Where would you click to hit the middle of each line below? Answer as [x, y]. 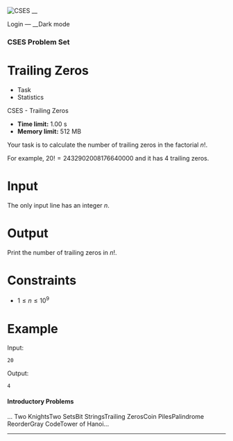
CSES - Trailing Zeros [38, 110]
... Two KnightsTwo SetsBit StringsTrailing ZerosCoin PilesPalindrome [106, 417]
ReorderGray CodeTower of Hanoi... [58, 424]
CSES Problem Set [38, 42]
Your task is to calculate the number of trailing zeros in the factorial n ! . [107, 145]
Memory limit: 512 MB [49, 131]
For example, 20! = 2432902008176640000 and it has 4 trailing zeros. [108, 158]
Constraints [42, 280]
